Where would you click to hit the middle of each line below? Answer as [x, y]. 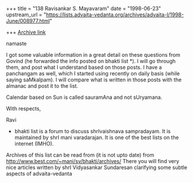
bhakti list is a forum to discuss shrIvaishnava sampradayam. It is [92, 131]
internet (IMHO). [34, 144]
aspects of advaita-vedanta [39, 174]
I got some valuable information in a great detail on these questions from [93, 55]
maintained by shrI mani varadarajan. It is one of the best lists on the [96, 137]
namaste [17, 44]
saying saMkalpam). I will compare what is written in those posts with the [94, 80]
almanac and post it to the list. [42, 86]
